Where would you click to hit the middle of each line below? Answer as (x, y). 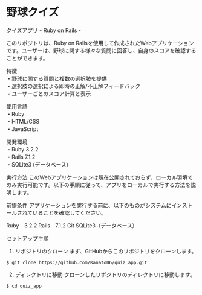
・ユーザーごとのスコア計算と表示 (49, 94)
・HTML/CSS (23, 121)
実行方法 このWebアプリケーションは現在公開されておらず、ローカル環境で (100, 177)
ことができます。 (27, 58)
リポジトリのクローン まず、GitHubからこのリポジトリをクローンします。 (106, 251)
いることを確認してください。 (70, 212)
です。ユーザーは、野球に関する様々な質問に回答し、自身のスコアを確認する (101, 50)
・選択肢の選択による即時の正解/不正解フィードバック (73, 86)
